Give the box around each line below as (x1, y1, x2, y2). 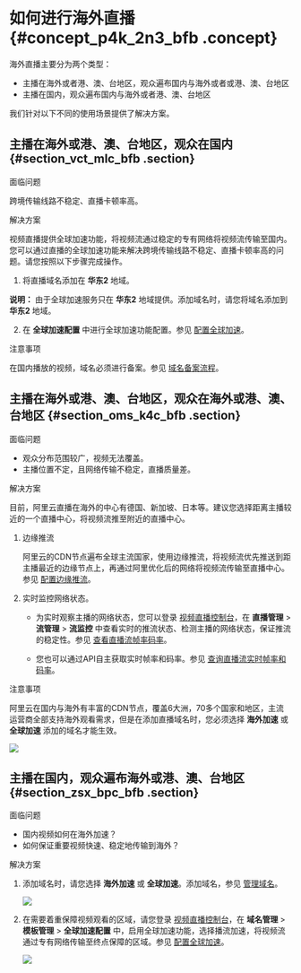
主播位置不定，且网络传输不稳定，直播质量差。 (21, 464, 195, 474)
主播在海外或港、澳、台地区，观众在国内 (9, 136, 233, 152)
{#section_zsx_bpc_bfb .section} (9, 785, 200, 800)
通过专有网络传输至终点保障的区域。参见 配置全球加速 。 (21, 936, 229, 947)
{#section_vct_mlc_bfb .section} (9, 152, 195, 167)
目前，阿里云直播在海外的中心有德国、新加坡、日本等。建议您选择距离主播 (9, 501, 284, 512)
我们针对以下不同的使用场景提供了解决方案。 (9, 108, 175, 118)
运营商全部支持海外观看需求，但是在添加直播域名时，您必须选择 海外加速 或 (9, 714, 288, 725)
